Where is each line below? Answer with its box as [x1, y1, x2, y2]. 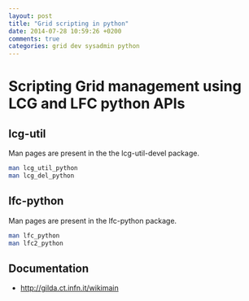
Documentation [8, 261, 90, 275]
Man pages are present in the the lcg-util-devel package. [8, 148, 199, 159]
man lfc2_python [8, 239, 63, 247]
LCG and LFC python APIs [8, 94, 186, 113]
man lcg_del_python [8, 172, 75, 180]
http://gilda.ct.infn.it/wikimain [20, 283, 120, 293]
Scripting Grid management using [8, 77, 242, 96]
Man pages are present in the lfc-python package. [8, 216, 177, 225]
